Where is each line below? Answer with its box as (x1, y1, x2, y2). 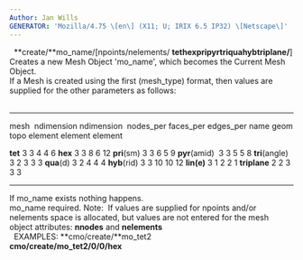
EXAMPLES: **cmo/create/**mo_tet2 (13, 231, 151, 242)
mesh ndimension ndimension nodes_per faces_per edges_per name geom (9, 120, 293, 131)
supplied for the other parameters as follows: (9, 85, 177, 96)
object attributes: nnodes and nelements (9, 221, 163, 232)
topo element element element (9, 130, 124, 141)
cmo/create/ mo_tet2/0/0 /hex (9, 240, 123, 251)
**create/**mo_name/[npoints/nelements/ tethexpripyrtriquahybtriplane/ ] (13, 46, 293, 57)
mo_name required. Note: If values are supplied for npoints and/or (9, 202, 257, 213)
